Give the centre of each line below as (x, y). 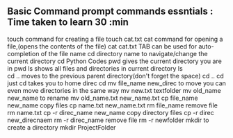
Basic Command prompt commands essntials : (110, 11)
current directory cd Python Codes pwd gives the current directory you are (115, 61)
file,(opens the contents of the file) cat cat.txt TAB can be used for (102, 46)
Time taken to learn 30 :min (68, 23)
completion (23, 53)
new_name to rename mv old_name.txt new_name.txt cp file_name (103, 98)
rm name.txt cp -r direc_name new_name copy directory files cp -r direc (111, 112)
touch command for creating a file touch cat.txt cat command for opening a (115, 39)
